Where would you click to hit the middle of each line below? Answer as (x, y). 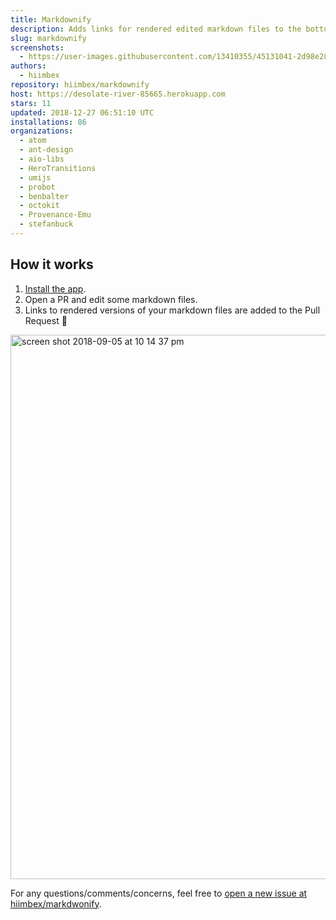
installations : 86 (48, 122)
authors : (28, 66)
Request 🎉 (46, 320)
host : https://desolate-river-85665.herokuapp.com (118, 94)
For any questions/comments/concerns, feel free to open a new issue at (159, 893)
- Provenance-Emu (55, 215)
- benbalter (44, 196)
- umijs (35, 177)
